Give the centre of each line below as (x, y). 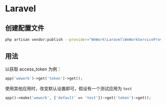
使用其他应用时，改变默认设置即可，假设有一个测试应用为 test (69, 88)
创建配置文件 (25, 28)
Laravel (21, 9)
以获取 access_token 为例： (33, 69)
